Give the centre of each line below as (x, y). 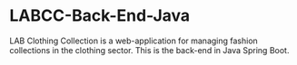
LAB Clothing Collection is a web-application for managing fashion (134, 41)
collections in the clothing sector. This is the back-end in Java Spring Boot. (149, 50)
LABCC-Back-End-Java (100, 16)
